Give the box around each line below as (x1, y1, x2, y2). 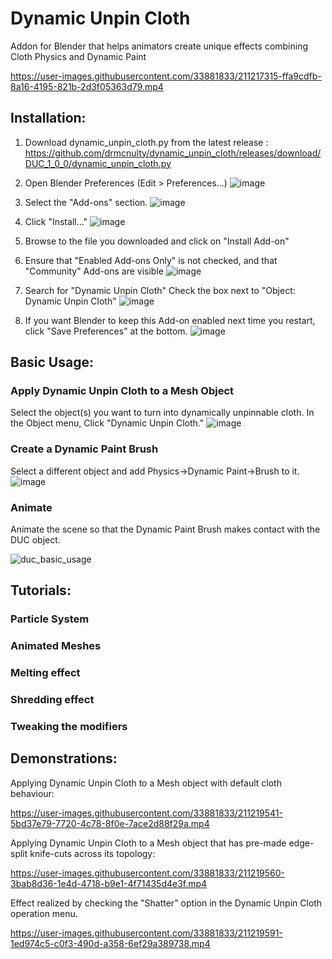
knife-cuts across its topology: (29, 847, 156, 859)
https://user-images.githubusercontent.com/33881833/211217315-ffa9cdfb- (10, 70, 322, 82)
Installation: (10, 110, 87, 127)
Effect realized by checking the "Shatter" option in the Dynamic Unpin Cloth (10, 897, 323, 909)
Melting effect (10, 666, 81, 680)
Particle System (10, 612, 90, 626)
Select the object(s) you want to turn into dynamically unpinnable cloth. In (10, 407, 315, 419)
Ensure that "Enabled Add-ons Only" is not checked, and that (24, 254, 278, 266)
